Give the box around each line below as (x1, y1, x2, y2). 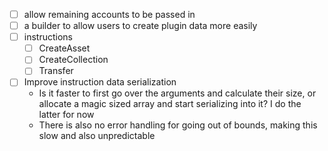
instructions (23, 31, 73, 43)
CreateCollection (38, 54, 109, 66)
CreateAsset (38, 42, 91, 54)
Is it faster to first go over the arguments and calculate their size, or (38, 87, 317, 99)
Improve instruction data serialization (23, 76, 177, 88)
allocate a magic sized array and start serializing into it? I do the (38, 98, 302, 110)
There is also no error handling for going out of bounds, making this (38, 119, 318, 131)
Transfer (38, 65, 74, 77)
